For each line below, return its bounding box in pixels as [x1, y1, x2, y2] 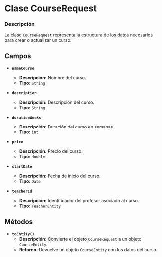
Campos [4, 52, 31, 60]
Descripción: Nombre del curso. [19, 75, 86, 81]
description [11, 91, 37, 96]
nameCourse [11, 66, 35, 71]
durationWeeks [11, 115, 41, 120]
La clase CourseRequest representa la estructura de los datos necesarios [4, 32, 153, 38]
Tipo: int [19, 129, 39, 135]
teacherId [11, 189, 33, 194]
